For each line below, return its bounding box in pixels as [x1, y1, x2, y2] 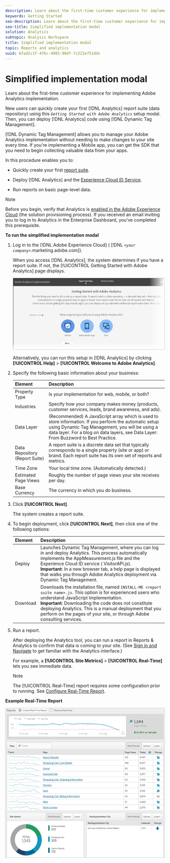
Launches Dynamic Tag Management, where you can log [40, 544, 159, 551]
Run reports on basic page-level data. [12, 186, 92, 192]
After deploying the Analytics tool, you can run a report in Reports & [12, 637, 154, 643]
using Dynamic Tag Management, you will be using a [49, 424, 158, 430]
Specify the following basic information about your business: [12, 370, 139, 376]
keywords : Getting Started [5, 13, 62, 19]
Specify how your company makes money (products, [49, 401, 159, 407]
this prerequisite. [5, 222, 40, 228]
